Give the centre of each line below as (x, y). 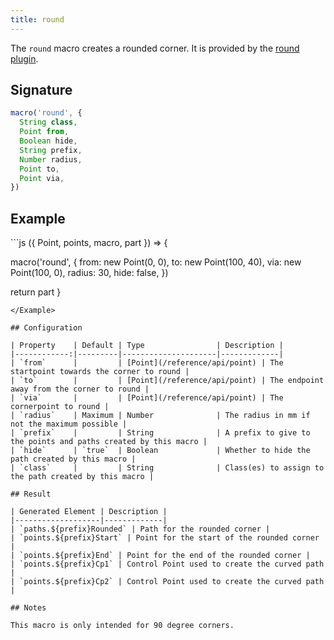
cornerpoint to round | (60, 407)
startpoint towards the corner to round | (100, 372)
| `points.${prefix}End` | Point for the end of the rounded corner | (160, 556)
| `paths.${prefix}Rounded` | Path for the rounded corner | (140, 529)
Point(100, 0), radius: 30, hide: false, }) (89, 273)
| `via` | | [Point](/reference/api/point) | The (147, 398)
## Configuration (46, 328)
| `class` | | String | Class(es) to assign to (167, 468)
